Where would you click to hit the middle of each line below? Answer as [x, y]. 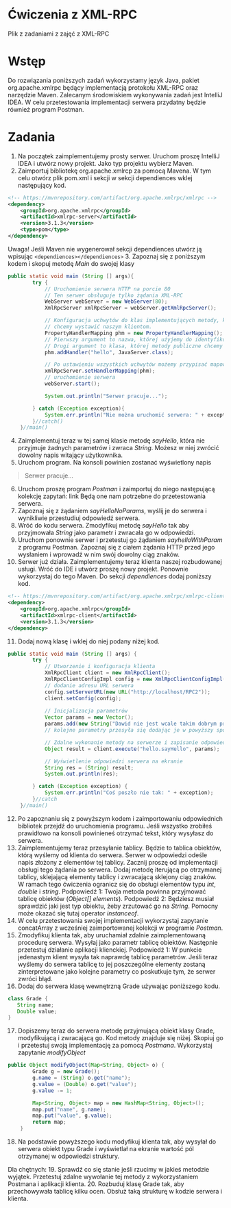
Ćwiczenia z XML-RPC [73, 15]
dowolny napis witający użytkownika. [70, 455]
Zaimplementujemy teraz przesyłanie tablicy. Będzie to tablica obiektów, [120, 848]
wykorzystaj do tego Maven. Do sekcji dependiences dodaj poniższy [114, 576]
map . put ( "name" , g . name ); [70, 1109]
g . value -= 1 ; [52, 1090]
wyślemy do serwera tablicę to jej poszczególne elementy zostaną [111, 964]
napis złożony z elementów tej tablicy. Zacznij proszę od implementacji [118, 862]
